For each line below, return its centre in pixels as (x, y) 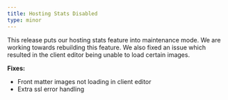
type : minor (24, 20)
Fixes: (16, 68)
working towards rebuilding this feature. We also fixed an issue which (107, 47)
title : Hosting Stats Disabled (52, 14)
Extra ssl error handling (51, 89)
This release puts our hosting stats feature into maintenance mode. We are (114, 40)
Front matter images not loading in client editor (84, 81)
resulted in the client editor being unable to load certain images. (98, 55)
